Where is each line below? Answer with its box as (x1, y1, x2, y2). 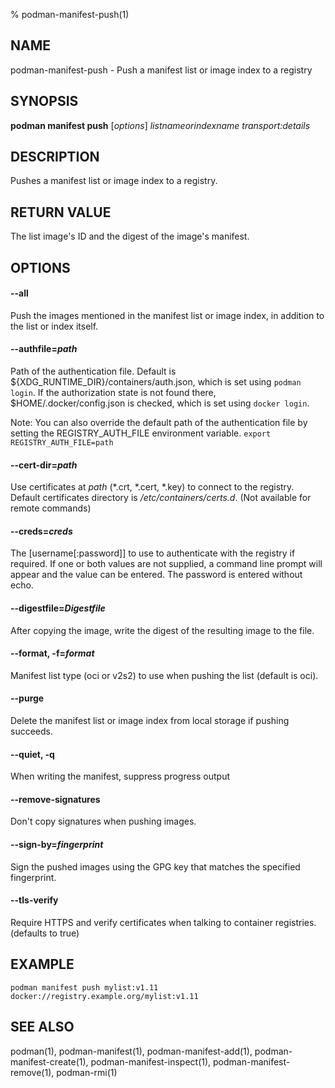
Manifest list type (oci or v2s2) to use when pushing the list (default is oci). (10, 669, 319, 681)
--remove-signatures (10, 793, 101, 805)
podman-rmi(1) (56, 1066, 118, 1078)
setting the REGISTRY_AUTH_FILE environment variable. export (10, 427, 272, 439)
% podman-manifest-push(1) (10, 9, 130, 20)
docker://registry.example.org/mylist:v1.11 (10, 991, 199, 1001)
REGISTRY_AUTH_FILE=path (10, 438, 114, 448)
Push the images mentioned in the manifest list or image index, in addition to (10, 309, 325, 321)
